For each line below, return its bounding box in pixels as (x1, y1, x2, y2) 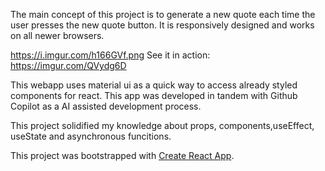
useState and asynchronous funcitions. (10, 130, 172, 142)
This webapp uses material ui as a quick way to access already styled (10, 79, 298, 91)
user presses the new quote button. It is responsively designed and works (10, 19, 315, 31)
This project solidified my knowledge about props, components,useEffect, (10, 120, 315, 131)
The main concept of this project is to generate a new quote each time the (10, 9, 316, 20)
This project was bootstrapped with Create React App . (10, 150, 235, 161)
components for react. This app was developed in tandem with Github (10, 90, 298, 101)
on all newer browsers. (10, 30, 105, 41)
